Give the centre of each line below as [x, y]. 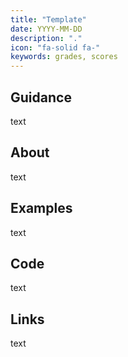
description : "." [46, 38]
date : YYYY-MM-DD [46, 29]
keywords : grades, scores [64, 57]
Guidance [41, 97]
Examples [41, 208]
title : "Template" [48, 19]
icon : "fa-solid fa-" [55, 47]
